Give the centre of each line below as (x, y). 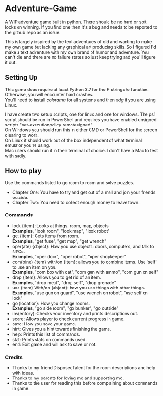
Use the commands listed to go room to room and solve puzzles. (70, 182)
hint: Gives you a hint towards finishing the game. (62, 329)
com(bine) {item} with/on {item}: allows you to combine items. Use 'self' (84, 262)
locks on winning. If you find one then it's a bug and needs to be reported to (81, 27)
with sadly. (16, 156)
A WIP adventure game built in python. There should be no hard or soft (76, 22)
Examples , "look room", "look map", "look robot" (61, 231)
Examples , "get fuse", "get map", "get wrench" (59, 241)
